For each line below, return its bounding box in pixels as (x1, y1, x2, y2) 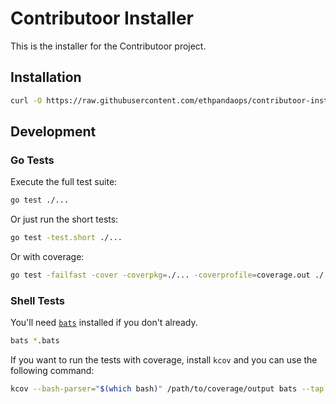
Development (10, 123, 97, 141)
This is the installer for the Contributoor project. (10, 40, 207, 52)
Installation (10, 69, 82, 86)
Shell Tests (10, 293, 65, 307)
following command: (10, 365, 95, 377)
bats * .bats (10, 336, 60, 346)
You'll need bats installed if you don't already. (10, 317, 198, 329)
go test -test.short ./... (10, 233, 123, 243)
